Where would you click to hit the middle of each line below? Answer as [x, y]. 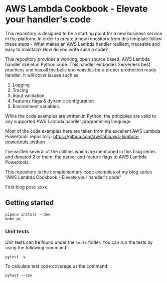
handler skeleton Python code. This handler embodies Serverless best [78, 64]
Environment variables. [36, 106]
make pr [13, 219]
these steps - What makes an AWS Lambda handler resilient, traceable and [82, 44]
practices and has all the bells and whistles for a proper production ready [81, 70]
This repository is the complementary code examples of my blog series [79, 172]
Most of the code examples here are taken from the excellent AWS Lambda [83, 131]
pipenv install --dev [28, 214]
